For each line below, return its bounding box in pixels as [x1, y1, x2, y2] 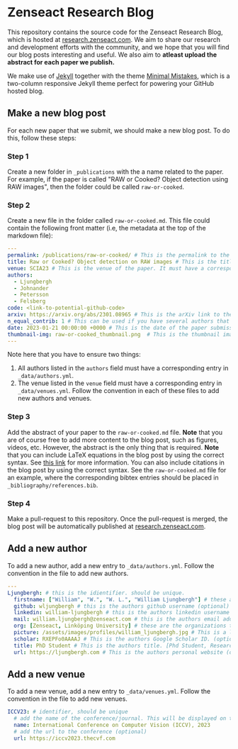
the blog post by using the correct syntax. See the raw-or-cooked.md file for [7, 465, 227, 474]
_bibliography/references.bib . [7, 480, 98, 489]
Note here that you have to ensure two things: [7, 350, 141, 359]
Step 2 [7, 200, 30, 210]
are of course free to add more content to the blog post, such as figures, [7, 435, 219, 444]
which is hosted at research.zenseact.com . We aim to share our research [7, 35, 221, 43]
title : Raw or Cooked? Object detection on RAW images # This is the [7, 258, 217, 266]
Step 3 [7, 412, 30, 422]
